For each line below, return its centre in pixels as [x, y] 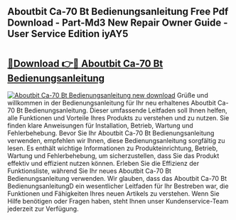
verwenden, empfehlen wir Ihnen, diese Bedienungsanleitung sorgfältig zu [116, 141]
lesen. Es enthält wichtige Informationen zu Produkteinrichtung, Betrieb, [113, 148]
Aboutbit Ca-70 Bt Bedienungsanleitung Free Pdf [118, 12]
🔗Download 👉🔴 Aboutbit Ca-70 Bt [85, 63]
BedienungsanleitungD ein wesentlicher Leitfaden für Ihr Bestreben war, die [118, 186]
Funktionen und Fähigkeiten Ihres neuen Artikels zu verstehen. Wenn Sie [113, 194]
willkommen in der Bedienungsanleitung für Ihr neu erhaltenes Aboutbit [112, 103]
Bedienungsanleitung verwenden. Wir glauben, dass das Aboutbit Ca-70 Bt [117, 178]
